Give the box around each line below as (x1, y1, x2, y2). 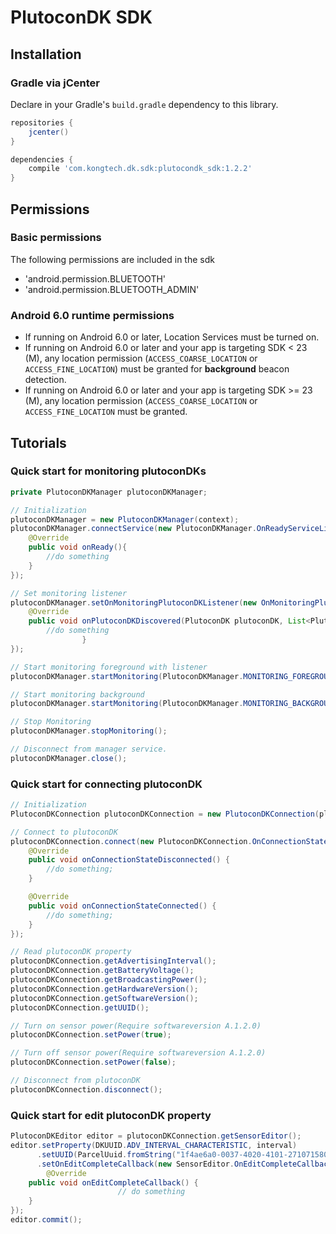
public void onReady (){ (28, 542, 128, 553)
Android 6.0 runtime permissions (10, 308, 175, 322)
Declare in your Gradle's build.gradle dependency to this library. (10, 98, 279, 110)
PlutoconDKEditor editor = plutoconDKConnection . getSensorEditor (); (10, 1131, 302, 1141)
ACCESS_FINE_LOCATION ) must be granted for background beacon (24, 363, 290, 375)
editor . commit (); (10, 1215, 83, 1225)
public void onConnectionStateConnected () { (28, 901, 217, 911)
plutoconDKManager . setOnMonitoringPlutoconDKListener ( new (10, 597, 257, 608)
